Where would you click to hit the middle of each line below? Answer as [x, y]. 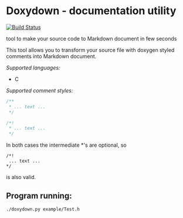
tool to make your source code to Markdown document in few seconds [91, 38]
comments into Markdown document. [51, 56]
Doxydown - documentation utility [91, 11]
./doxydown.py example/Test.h [43, 209]
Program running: [39, 196]
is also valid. [21, 177]
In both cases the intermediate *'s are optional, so [67, 145]
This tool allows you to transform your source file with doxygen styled [90, 50]
